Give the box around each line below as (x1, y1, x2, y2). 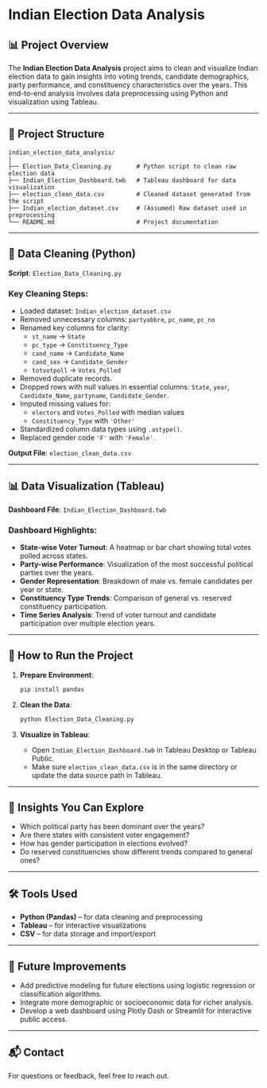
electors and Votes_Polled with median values (31, 407, 185, 416)
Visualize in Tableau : (19, 730, 90, 739)
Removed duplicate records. (19, 374, 113, 383)
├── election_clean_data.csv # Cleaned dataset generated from (8, 190, 250, 198)
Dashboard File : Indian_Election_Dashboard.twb (8, 505, 167, 514)
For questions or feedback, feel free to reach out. (8, 1071, 169, 1080)
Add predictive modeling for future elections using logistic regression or (19, 981, 256, 990)
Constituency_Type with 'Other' (31, 416, 136, 425)
